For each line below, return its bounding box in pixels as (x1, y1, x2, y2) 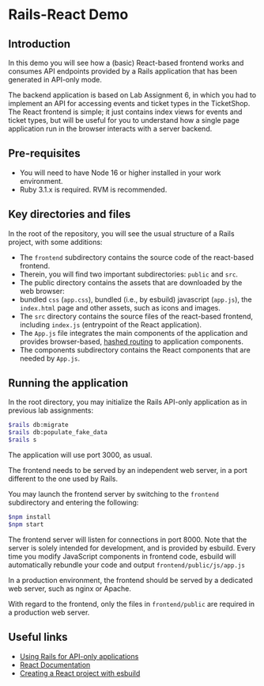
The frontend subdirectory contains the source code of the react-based (19, 252, 255, 262)
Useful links (8, 631, 69, 644)
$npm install (8, 513, 51, 521)
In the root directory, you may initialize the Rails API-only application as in (8, 398, 247, 407)
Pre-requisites (8, 147, 81, 160)
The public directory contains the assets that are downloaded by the (19, 277, 243, 287)
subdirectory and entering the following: (8, 497, 139, 508)
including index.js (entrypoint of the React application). (19, 319, 202, 330)
